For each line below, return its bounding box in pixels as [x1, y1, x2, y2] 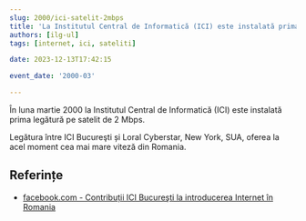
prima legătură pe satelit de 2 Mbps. [9, 115, 146, 125]
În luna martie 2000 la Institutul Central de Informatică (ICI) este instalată [9, 105, 282, 115]
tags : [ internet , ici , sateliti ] [9, 38, 137, 48]
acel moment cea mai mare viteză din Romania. [9, 142, 187, 152]
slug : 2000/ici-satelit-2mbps [9, 13, 125, 23]
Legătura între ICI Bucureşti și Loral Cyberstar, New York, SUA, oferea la [9, 132, 280, 142]
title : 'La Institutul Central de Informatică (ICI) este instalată [9, 22, 275, 31]
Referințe [9, 167, 64, 183]
